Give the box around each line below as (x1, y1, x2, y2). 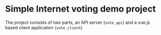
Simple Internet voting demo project (5, 3, 156, 15)
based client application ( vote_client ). (5, 24, 84, 30)
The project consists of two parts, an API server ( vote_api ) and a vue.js (5, 19, 151, 25)
